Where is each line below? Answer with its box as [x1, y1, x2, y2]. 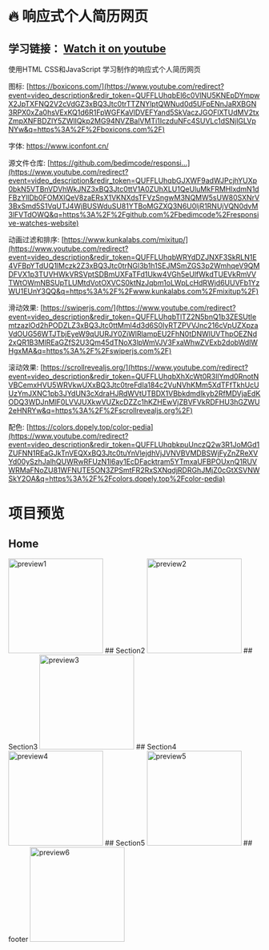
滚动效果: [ [8, 362, 44, 372]
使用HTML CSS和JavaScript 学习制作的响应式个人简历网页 [8, 65, 202, 74]
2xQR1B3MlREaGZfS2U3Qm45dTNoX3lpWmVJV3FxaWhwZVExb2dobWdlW [8, 338, 259, 347]
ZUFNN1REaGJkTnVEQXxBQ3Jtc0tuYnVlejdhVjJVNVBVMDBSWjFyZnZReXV [8, 448, 259, 458]
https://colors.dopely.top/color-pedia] [29, 422, 154, 431]
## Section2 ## [104, 646, 253, 655]
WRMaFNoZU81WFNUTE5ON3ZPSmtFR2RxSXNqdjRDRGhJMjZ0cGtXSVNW [8, 466, 260, 475]
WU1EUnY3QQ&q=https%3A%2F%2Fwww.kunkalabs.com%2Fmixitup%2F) [8, 286, 259, 296]
